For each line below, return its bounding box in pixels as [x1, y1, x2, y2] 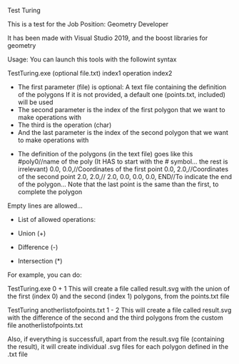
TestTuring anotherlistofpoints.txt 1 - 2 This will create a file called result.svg [7, 306, 232, 314]
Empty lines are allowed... [7, 201, 83, 210]
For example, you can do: [7, 271, 82, 279]
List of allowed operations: [17, 216, 96, 223]
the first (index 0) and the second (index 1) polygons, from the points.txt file [7, 292, 230, 300]
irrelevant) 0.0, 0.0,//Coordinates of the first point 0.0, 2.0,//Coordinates [17, 165, 229, 173]
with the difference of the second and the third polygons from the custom [7, 313, 223, 322]
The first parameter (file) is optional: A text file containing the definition [17, 83, 227, 91]
